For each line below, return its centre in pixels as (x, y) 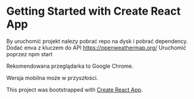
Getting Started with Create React (94, 11)
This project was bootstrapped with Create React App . (75, 89)
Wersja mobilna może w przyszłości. (52, 78)
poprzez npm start (30, 54)
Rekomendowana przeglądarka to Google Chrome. (70, 66)
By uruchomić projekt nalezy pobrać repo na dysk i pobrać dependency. (97, 41)
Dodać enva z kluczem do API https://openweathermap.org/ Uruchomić (96, 48)
